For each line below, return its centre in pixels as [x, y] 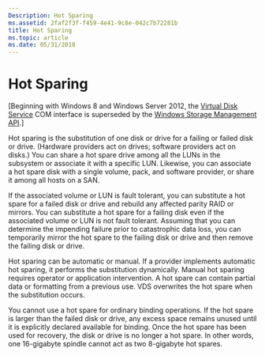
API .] [16, 123]
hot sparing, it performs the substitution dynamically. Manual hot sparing [126, 270]
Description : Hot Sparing [50, 15]
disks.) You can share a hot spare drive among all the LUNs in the [114, 155]
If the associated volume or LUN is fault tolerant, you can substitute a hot [127, 195]
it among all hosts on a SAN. [54, 180]
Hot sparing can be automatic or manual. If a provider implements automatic [132, 261]
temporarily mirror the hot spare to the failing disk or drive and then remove [131, 237]
